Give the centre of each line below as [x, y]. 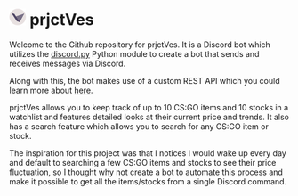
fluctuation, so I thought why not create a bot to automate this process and [146, 172]
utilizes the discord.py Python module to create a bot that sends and [134, 53]
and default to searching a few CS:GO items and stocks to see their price [143, 162]
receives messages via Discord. [68, 63]
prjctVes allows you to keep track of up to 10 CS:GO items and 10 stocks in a [149, 107]
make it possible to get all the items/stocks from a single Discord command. [148, 181]
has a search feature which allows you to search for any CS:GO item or [139, 126]
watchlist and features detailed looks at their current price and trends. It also [149, 117]
